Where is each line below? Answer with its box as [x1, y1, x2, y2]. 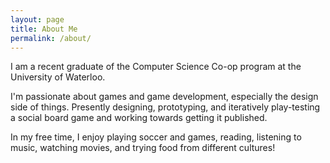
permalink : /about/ [10, 33, 92, 43]
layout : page [10, 14, 65, 25]
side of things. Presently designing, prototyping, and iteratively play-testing [10, 101, 321, 113]
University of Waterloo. [10, 71, 106, 83]
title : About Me [10, 24, 78, 34]
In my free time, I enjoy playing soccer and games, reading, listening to [10, 131, 302, 143]
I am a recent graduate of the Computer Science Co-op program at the [10, 61, 302, 73]
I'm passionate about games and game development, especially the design [10, 91, 319, 103]
